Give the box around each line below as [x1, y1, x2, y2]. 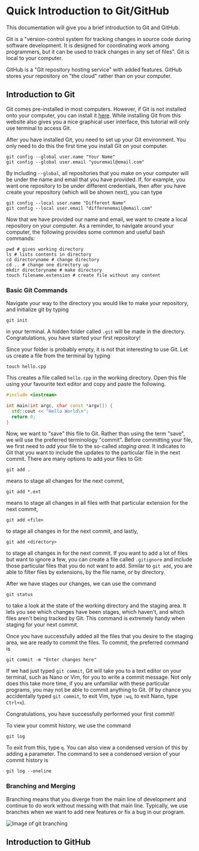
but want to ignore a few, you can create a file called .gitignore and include [6, 556, 192, 563]
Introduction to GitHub [6, 837, 91, 847]
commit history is [6, 757, 49, 764]
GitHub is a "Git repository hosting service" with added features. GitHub [6, 66, 182, 73]
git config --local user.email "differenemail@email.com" [6, 205, 153, 211]
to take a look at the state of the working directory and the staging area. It [6, 602, 187, 609]
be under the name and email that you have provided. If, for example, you [6, 176, 186, 183]
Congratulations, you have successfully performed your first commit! [6, 710, 175, 718]
